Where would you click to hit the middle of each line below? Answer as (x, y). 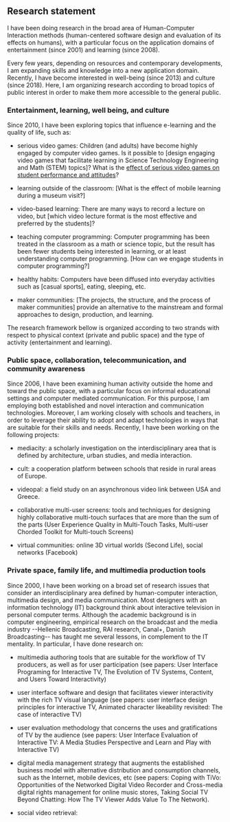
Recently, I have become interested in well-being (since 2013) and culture (111, 78)
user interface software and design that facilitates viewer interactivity (115, 692)
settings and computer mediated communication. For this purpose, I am (108, 399)
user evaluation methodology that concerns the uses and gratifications (117, 727)
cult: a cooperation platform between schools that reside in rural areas (116, 469)
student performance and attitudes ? (68, 175)
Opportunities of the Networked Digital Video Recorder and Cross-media (120, 785)
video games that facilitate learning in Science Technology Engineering (117, 160)
